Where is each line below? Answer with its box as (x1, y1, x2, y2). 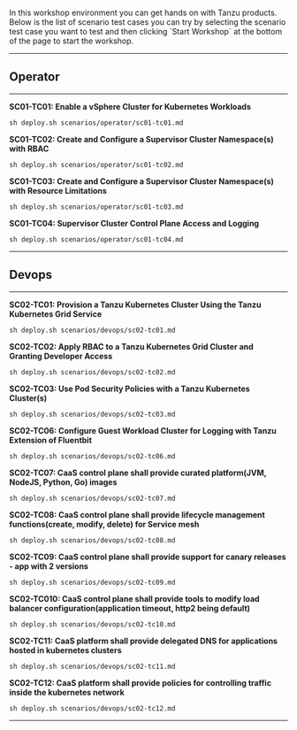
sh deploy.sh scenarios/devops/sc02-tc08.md (9, 535, 176, 545)
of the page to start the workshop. (9, 35, 134, 46)
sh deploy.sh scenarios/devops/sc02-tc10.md (9, 619, 176, 629)
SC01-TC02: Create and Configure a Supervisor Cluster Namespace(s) (9, 134, 274, 144)
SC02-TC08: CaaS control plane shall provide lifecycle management (9, 509, 265, 519)
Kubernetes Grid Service (9, 308, 103, 319)
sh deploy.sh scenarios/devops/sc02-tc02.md (9, 367, 176, 377)
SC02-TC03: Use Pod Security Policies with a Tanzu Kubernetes (9, 383, 250, 394)
